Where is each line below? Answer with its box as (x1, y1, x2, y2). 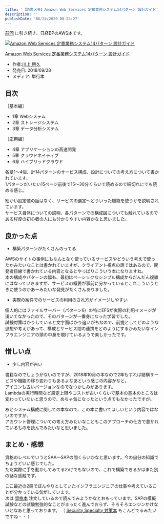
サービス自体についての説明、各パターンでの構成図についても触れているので (5, 210, 159, 216)
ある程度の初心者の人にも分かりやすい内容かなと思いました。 (5, 216, 129, 222)
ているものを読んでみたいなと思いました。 (5, 424, 91, 430)
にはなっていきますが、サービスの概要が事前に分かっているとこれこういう (5, 280, 155, 286)
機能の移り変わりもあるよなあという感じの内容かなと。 (18, 377, 129, 383)
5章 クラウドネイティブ (12, 152, 59, 159)
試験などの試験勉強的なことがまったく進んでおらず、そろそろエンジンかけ (5, 501, 154, 507)
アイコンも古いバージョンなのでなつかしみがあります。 (5, 384, 116, 390)
